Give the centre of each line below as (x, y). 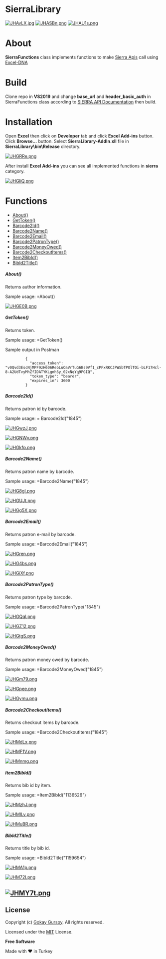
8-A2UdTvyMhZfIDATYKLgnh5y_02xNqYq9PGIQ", (50, 372)
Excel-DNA (17, 62)
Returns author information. (33, 286)
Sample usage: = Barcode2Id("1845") (44, 418)
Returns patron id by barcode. (36, 408)
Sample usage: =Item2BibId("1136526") (46, 795)
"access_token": (47, 363)
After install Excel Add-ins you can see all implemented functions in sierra (82, 165)
